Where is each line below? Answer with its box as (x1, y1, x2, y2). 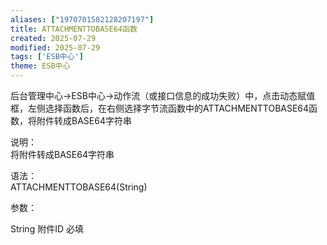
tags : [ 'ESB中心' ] (10, 52, 84, 62)
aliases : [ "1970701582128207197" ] (10, 14, 155, 25)
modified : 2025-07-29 (10, 42, 101, 53)
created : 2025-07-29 (10, 33, 97, 43)
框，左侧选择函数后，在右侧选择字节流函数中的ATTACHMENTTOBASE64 (10, 102, 310, 114)
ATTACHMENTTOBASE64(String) (10, 181, 148, 193)
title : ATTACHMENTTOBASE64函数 (10, 24, 138, 34)
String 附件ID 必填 (10, 223, 84, 235)
